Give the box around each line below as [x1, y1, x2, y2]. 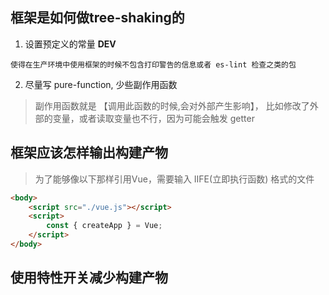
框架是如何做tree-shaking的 [10, 9, 185, 27]
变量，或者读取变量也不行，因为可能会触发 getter [52, 112, 255, 124]
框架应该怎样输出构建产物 [10, 144, 168, 162]
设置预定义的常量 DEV [24, 38, 117, 50]
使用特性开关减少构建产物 [10, 269, 168, 287]
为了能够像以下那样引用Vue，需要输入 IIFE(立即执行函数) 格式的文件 [34, 173, 315, 185]
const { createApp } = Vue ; [46, 221, 163, 231]
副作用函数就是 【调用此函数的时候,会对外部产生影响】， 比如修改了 [34, 99, 310, 112]
